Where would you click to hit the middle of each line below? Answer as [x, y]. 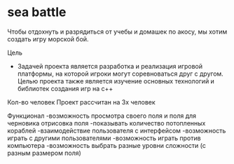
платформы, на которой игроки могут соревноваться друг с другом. [121, 74]
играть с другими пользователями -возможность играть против [104, 138]
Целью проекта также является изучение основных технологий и [116, 81]
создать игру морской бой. [48, 39]
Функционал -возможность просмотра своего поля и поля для [102, 116]
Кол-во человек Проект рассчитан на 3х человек [81, 102]
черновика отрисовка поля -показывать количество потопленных [106, 123]
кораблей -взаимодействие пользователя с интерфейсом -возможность [117, 130]
